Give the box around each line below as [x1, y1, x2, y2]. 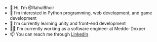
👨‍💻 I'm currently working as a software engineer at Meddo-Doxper [9, 26, 146, 32]
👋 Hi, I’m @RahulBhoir [9, 5, 54, 10]
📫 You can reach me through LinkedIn [9, 31, 88, 37]
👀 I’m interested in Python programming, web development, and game [9, 10, 152, 16]
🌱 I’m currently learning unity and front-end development [9, 20, 126, 26]
